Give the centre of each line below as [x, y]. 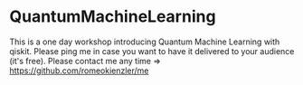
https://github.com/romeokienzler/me [79, 71]
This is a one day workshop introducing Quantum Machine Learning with [145, 42]
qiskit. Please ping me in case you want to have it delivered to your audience [152, 51]
